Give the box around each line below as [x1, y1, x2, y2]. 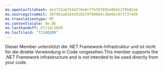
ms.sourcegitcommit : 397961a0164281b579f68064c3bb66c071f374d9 [5, 12, 138, 17]
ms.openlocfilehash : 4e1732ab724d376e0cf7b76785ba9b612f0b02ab [5, 7, 138, 12]
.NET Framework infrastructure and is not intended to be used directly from [5, 54, 159, 60]
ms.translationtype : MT [5, 16, 54, 21]
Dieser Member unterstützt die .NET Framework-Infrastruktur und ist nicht [5, 44, 156, 49]
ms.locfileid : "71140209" [5, 30, 58, 35]
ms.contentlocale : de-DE [5, 21, 56, 26]
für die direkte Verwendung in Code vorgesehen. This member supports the [5, 49, 158, 55]
